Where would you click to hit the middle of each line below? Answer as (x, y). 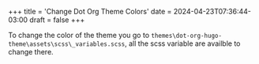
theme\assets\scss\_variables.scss (67, 44)
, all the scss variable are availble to (183, 43)
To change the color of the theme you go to (79, 35)
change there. (31, 52)
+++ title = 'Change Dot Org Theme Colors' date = (90, 11)
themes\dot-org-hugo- (187, 36)
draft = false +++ (57, 20)
